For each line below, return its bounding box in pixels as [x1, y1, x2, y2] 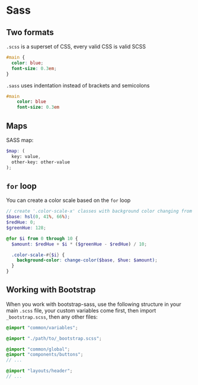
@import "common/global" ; [6, 346, 70, 352]
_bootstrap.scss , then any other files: [6, 313, 98, 320]
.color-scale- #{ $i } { [11, 252, 65, 258]
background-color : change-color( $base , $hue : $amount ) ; [17, 257, 158, 263]
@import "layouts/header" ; [6, 368, 73, 374]
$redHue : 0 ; [6, 219, 36, 225]
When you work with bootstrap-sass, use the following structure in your [6, 301, 182, 308]
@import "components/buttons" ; [6, 352, 84, 358]
